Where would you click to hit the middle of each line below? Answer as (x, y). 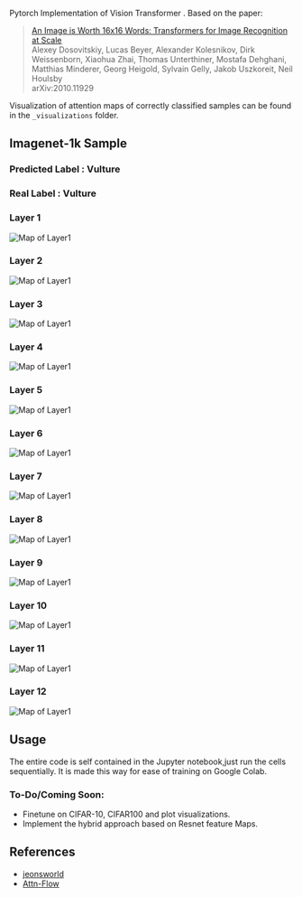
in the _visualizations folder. (64, 115)
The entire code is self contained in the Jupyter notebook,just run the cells (148, 762)
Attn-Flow (41, 883)
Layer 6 (26, 433)
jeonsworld (43, 874)
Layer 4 (26, 347)
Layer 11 (27, 649)
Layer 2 (26, 261)
